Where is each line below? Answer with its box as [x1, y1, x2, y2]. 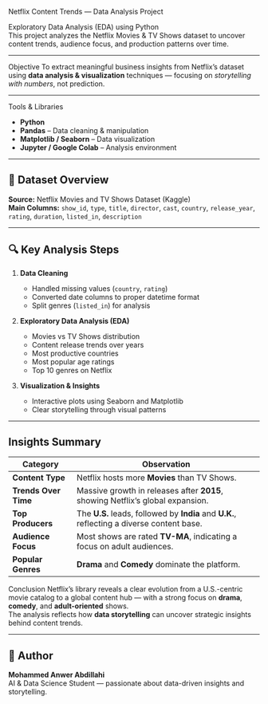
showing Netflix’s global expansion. [77, 495, 209, 506]
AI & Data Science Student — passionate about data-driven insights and [8, 678, 245, 688]
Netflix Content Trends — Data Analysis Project [8, 7, 164, 16]
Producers [12, 518, 53, 529]
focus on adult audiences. [77, 541, 174, 553]
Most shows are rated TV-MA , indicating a [77, 531, 238, 542]
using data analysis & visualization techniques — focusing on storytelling [8, 71, 251, 80]
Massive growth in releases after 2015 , [77, 486, 223, 497]
